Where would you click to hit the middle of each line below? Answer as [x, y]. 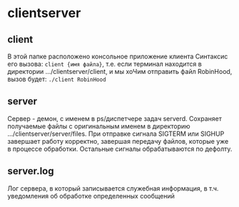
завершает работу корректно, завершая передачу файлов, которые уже [118, 141]
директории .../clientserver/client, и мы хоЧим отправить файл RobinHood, [120, 71]
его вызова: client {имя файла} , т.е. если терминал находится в [105, 64]
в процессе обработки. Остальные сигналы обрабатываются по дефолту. [120, 149]
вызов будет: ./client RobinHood [57, 79]
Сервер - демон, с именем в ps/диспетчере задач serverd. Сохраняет [115, 118]
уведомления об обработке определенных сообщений [91, 196]
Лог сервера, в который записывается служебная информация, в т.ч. [113, 188]
